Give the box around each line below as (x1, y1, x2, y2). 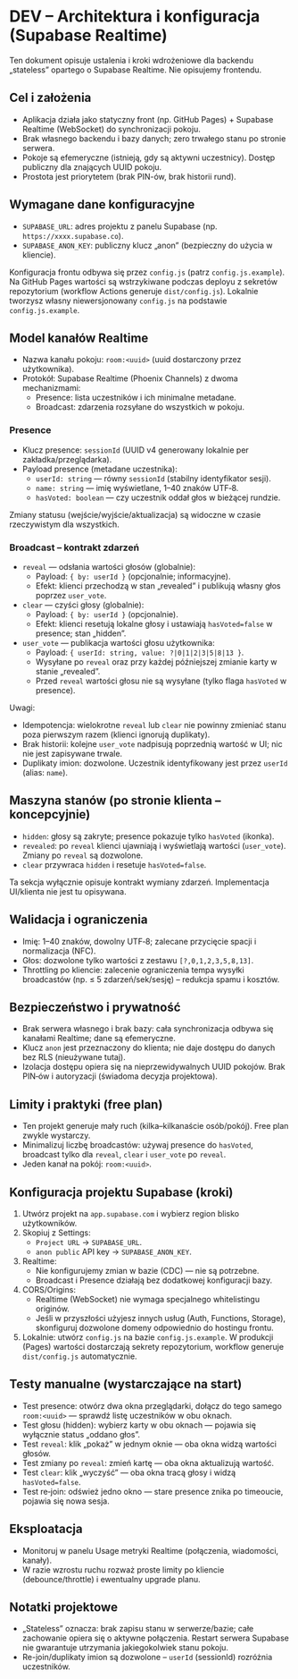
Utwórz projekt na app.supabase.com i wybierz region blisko (21, 1208, 239, 1219)
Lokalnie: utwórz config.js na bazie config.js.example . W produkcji (21, 1332, 274, 1343)
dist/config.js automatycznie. (21, 1351, 137, 1361)
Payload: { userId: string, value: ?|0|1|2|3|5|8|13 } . (35, 647, 244, 657)
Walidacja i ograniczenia (9, 912, 148, 928)
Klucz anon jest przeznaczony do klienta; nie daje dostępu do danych (21, 1042, 276, 1053)
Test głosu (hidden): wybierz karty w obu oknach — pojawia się (21, 1420, 257, 1430)
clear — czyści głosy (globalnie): (21, 599, 145, 610)
